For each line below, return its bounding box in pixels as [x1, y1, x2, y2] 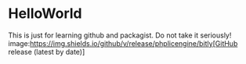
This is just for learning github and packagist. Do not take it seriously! [8, 30, 232, 40]
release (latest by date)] [8, 47, 85, 56]
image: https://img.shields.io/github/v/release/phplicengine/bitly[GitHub [8, 38, 238, 48]
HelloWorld [8, 5, 82, 23]
